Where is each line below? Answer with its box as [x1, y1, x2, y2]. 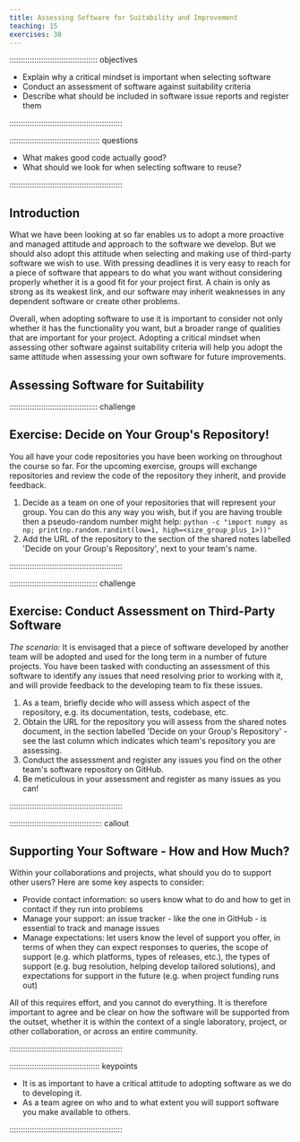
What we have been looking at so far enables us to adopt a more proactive [9, 230, 285, 240]
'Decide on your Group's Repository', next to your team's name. [21, 543, 258, 554]
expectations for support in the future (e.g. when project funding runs [21, 971, 279, 981]
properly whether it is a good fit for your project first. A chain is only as [9, 277, 270, 288]
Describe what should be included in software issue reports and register [21, 91, 289, 101]
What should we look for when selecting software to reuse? [21, 162, 242, 173]
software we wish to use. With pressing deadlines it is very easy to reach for [9, 257, 291, 269]
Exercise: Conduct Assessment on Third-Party [9, 604, 276, 619]
